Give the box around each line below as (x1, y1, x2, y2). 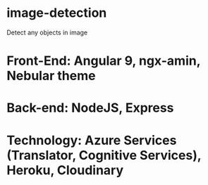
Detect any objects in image (6, 28, 88, 37)
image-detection (6, 5, 107, 21)
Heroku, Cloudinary (6, 162, 124, 178)
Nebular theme (6, 68, 96, 84)
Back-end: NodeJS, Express (6, 100, 174, 116)
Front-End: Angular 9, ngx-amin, (6, 53, 201, 69)
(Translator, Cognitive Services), (6, 147, 202, 163)
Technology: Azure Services (6, 132, 177, 148)
